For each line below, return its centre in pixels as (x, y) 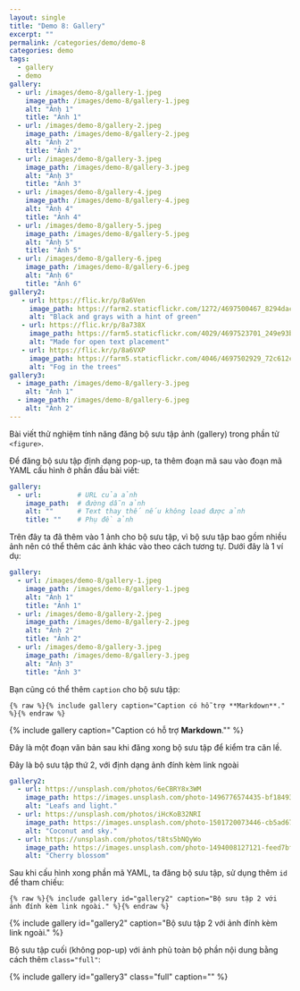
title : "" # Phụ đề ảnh (79, 520)
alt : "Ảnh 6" (50, 275)
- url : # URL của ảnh (78, 495)
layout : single (37, 17)
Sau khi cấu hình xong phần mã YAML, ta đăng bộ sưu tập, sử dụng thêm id (148, 873)
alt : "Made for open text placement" (99, 342)
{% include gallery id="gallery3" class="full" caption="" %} (119, 977)
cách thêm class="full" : (55, 960)
